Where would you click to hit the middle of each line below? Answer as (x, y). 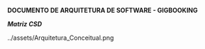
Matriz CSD (25, 24)
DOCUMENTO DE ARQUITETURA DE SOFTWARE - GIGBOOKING (103, 10)
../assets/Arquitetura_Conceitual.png (61, 38)
